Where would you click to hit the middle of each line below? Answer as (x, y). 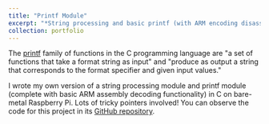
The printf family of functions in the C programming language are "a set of (131, 54)
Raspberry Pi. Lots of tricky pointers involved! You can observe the (139, 103)
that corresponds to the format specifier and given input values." (115, 70)
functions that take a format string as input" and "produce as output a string (133, 62)
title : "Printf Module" (48, 16)
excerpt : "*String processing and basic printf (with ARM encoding (123, 23)
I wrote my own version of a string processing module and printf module (127, 86)
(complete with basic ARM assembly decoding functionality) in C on (120, 94)
